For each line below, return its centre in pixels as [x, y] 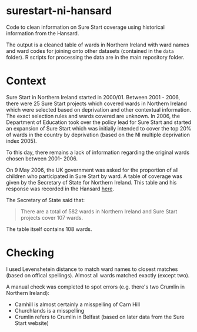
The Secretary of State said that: [46, 200]
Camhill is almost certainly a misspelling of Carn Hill [77, 304]
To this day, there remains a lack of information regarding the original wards [98, 152]
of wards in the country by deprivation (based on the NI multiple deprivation [98, 135]
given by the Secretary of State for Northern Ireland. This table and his [91, 182]
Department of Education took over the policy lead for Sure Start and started [99, 122]
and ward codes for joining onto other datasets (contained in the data [90, 51]
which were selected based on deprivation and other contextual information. [98, 109]
